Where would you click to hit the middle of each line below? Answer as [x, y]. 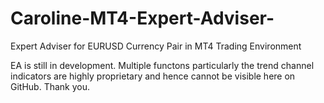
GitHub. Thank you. [50, 86]
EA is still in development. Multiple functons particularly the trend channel [162, 65]
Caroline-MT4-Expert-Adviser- [142, 18]
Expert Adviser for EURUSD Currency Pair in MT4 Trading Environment [156, 46]
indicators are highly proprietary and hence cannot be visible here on [153, 76]
